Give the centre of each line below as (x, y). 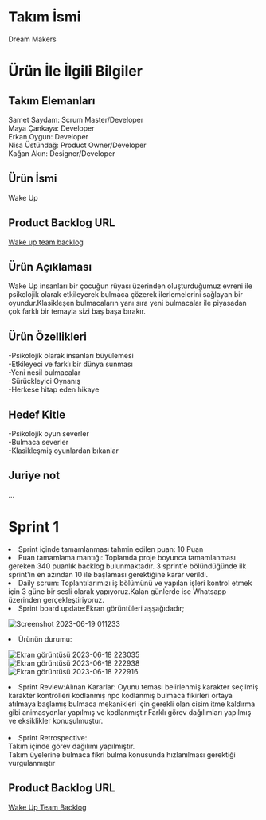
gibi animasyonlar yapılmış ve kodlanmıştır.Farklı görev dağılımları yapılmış (130, 712)
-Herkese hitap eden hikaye (54, 389)
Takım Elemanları (52, 101)
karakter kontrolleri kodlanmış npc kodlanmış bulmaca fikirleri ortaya (120, 695)
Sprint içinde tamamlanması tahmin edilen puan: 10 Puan (111, 549)
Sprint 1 (34, 527)
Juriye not (34, 476)
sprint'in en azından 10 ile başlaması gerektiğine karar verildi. (108, 574)
